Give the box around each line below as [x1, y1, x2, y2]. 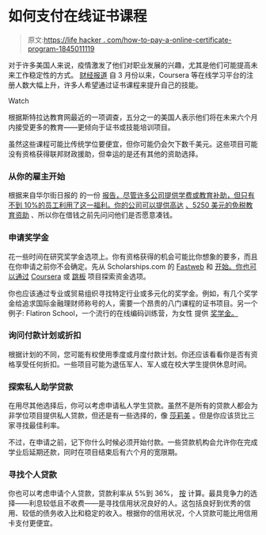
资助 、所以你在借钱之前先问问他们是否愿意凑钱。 [14, 210, 177, 220]
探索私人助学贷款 [8, 381, 74, 392]
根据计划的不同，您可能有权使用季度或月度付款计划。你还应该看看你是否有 [8, 349, 251, 359]
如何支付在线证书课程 [8, 7, 148, 25]
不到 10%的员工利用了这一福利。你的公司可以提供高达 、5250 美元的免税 [8, 200, 247, 210]
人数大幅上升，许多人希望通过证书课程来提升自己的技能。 [14, 80, 203, 90]
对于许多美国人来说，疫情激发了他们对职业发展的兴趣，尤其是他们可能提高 [8, 60, 251, 70]
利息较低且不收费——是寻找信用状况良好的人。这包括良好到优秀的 [28, 498, 244, 508]
